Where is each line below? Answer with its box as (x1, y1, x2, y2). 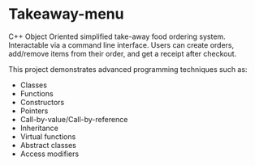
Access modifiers (19, 149, 80, 159)
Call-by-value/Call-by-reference (19, 114, 128, 124)
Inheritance (19, 123, 59, 133)
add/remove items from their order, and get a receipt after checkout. (8, 49, 237, 58)
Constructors (19, 97, 65, 107)
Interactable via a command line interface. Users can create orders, (8, 40, 234, 49)
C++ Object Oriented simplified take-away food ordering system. (8, 32, 226, 41)
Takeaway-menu (8, 5, 124, 23)
